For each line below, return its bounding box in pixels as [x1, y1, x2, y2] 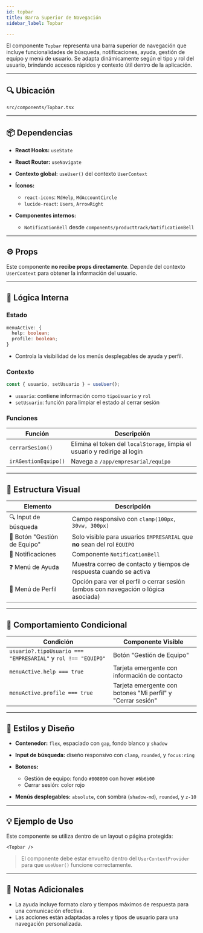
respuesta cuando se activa [71, 568, 151, 576]
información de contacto [112, 672, 183, 680]
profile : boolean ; [11, 336, 59, 342]
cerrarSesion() [9, 444, 53, 451]
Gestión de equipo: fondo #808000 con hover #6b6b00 [24, 775, 155, 782]
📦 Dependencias [6, 127, 73, 138]
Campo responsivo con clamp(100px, [71, 514, 177, 523]
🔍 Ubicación [6, 86, 56, 96]
